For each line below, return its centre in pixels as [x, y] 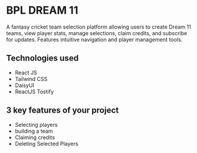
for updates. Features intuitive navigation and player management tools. [95, 39]
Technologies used [42, 58]
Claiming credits [35, 137]
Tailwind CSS [31, 79]
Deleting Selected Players [47, 143]
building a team [34, 131]
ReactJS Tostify [34, 91]
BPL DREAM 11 [42, 10]
